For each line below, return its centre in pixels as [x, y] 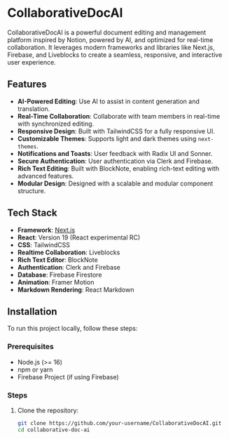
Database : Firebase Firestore [60, 275]
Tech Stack [32, 213]
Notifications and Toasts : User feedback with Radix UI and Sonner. [115, 153]
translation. [34, 109]
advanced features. [46, 176]
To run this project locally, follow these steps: [72, 329]
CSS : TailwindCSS [44, 244]
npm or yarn [35, 369]
